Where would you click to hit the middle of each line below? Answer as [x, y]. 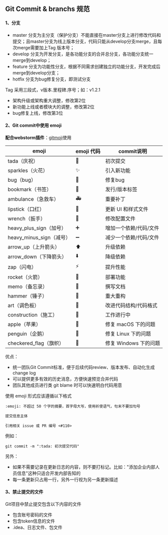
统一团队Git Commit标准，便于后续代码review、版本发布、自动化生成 [83, 367]
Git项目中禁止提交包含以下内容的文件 [43, 504]
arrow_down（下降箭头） [37, 257]
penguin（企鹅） [28, 334]
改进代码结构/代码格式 [131, 305]
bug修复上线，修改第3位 [38, 113]
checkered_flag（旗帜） [36, 343]
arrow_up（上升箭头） [34, 247]
